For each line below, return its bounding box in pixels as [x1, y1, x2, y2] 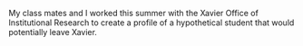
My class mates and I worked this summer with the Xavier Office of [8, 8, 259, 18]
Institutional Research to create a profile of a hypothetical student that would [8, 17, 295, 28]
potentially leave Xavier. [8, 27, 97, 37]
